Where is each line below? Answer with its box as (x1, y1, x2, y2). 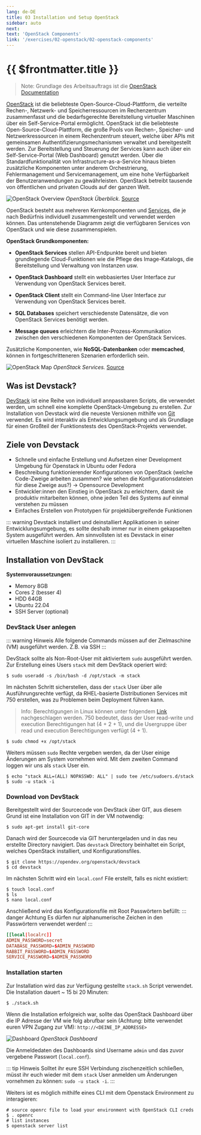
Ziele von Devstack (6, 440, 80, 450)
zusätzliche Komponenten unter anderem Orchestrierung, (6, 164, 148, 171)
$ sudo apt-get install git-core (6, 824, 90, 830)
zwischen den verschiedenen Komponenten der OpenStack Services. (14, 334, 187, 341)
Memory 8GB (14, 583, 48, 590)
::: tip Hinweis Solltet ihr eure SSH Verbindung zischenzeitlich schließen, (6, 1064, 184, 1072)
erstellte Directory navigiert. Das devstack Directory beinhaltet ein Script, (6, 841, 185, 848)
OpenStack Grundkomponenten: (6, 237, 89, 244)
